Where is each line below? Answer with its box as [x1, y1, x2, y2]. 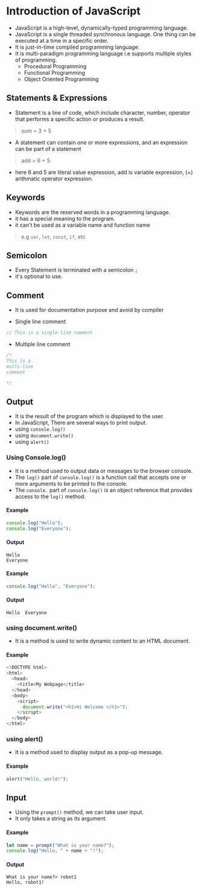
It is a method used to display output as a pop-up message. [14, 749, 163, 756]
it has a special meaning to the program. [14, 215, 116, 222]
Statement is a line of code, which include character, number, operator [14, 109, 191, 116]
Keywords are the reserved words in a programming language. [14, 208, 171, 215]
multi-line [6, 363, 34, 369]
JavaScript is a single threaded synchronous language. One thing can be [14, 30, 196, 37]
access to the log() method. [14, 493, 86, 500]
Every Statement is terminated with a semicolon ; [14, 267, 138, 274]
